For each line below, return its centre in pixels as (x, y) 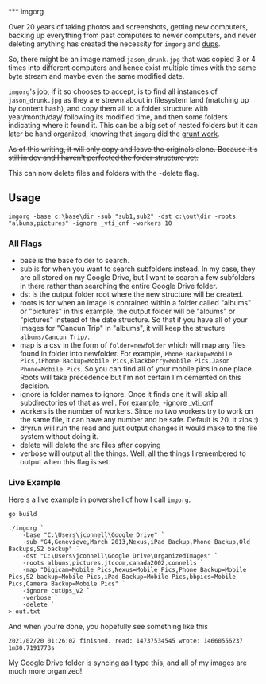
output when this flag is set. (65, 462)
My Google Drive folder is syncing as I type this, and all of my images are (128, 663)
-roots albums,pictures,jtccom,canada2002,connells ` (113, 563)
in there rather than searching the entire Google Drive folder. (119, 286)
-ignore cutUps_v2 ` (56, 591)
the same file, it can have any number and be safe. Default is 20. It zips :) (139, 420)
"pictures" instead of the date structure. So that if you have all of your (133, 320)
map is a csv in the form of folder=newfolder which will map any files (133, 345)
